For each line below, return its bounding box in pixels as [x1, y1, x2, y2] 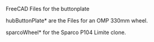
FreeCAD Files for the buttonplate [5, 5, 89, 12]
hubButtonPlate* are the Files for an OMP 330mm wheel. [5, 17, 149, 24]
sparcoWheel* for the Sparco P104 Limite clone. [5, 29, 126, 36]
